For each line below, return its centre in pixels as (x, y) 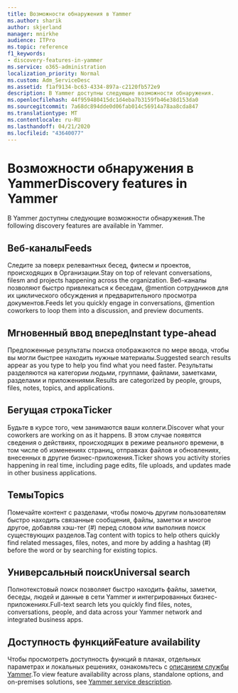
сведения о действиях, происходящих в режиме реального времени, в (116, 443)
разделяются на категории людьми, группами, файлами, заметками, (112, 372)
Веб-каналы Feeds (50, 248)
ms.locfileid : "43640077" (45, 133)
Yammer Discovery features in (97, 183)
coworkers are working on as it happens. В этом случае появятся (104, 435)
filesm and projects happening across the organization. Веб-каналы (107, 280)
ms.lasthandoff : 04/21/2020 (49, 126)
